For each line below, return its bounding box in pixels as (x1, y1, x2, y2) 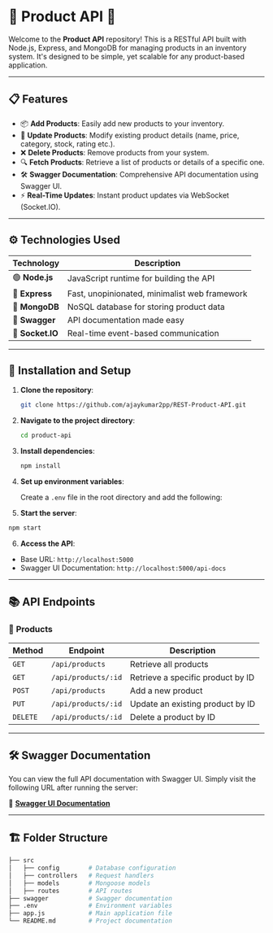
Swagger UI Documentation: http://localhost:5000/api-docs (19, 563, 227, 573)
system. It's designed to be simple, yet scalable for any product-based (8, 51, 245, 61)
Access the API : (19, 538, 76, 548)
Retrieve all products (129, 658, 209, 669)
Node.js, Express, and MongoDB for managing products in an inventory (8, 42, 247, 52)
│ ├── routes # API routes (8, 887, 132, 895)
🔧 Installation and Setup (8, 364, 132, 377)
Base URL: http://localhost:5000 (19, 554, 134, 564)
